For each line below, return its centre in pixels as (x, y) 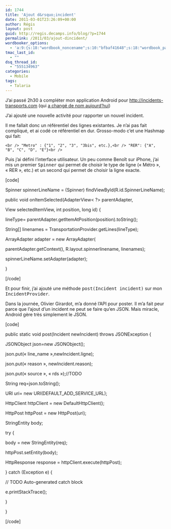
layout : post (19, 29)
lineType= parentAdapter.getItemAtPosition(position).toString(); (72, 219)
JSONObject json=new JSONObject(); (45, 344)
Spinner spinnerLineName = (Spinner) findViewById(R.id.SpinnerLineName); (85, 190)
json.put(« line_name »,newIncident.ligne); (50, 354)
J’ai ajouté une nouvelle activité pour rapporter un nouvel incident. (75, 115)
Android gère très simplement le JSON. (46, 314)
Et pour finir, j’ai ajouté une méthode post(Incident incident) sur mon (84, 288)
